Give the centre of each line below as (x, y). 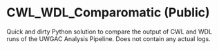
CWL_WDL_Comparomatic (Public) (108, 13)
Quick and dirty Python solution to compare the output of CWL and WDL (109, 32)
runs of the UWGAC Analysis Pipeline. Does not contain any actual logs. (109, 38)
